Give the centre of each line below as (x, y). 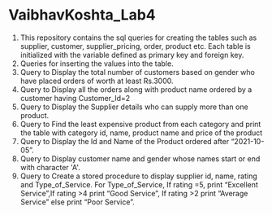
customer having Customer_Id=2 (75, 98)
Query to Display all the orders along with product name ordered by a (136, 89)
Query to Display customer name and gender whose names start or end (140, 158)
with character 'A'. (50, 167)
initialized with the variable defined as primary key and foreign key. (132, 55)
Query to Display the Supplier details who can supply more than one (134, 107)
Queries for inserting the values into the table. (97, 64)
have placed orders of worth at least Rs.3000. (97, 81)
